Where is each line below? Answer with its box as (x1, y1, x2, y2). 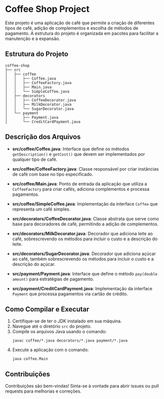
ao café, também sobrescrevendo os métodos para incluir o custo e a (12, 256, 154, 262)
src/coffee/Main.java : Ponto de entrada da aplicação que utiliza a (12, 180, 147, 186)
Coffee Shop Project (5, 3, 90, 15)
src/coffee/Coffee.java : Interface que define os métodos (12, 146, 129, 152)
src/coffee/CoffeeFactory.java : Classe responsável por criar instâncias (12, 166, 159, 172)
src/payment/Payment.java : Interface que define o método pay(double (12, 270, 158, 276)
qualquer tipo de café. (12, 156, 58, 162)
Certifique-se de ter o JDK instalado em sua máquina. (12, 318, 122, 324)
